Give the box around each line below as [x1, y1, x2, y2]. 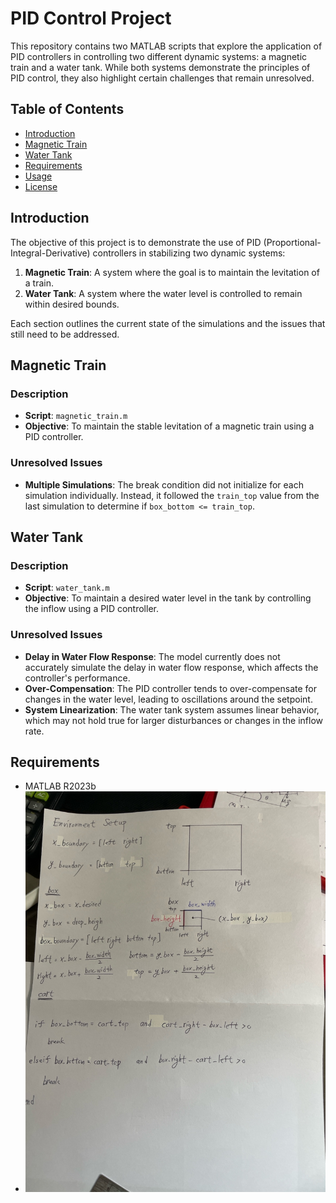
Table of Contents [10, 101, 125, 118]
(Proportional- [263, 236, 322, 248]
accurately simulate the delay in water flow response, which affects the [24, 661, 319, 673]
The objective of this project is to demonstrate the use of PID [10, 236, 262, 248]
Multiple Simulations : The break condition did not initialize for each [24, 478, 304, 491]
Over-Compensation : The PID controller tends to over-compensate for [24, 682, 318, 694]
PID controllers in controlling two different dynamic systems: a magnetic [10, 50, 308, 62]
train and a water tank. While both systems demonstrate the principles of [10, 61, 311, 73]
